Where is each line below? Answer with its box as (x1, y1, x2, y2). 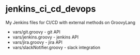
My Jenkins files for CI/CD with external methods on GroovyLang (5, 19, 136, 25)
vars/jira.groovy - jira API (12, 39, 62, 45)
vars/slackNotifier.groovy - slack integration (12, 44, 101, 50)
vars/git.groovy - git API (12, 29, 61, 35)
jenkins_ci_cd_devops (5, 3, 96, 15)
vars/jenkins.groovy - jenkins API (12, 34, 79, 40)
